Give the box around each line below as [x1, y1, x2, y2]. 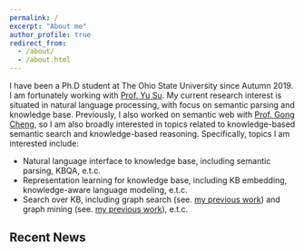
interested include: [9, 138, 80, 149]
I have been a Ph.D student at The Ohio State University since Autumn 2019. [9, 81, 294, 91]
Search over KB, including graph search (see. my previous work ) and [22, 194, 281, 205]
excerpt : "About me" [9, 22, 88, 31]
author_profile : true [9, 30, 92, 39]
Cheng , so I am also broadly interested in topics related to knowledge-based [9, 119, 296, 130]
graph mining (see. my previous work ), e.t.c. [22, 204, 189, 214]
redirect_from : [9, 38, 67, 48]
